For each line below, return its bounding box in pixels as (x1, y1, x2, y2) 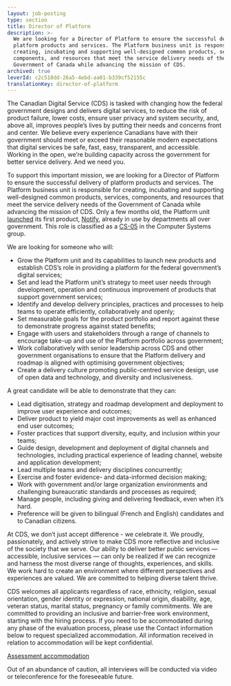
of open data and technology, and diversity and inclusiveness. (16, 373, 194, 382)
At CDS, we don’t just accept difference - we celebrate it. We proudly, (7, 530, 204, 539)
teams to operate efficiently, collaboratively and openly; (16, 308, 175, 316)
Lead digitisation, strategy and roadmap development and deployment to (16, 400, 223, 408)
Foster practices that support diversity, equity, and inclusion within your (16, 429, 221, 438)
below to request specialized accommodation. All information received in (7, 631, 214, 640)
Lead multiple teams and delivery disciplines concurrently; (16, 466, 183, 474)
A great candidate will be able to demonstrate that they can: (7, 387, 177, 395)
